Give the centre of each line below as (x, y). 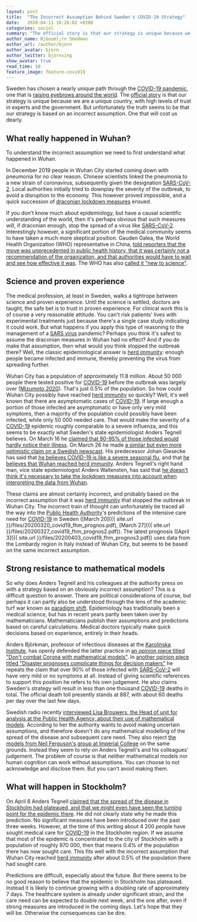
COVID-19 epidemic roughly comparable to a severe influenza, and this (92, 426)
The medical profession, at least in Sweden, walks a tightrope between (92, 296)
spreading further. (28, 364)
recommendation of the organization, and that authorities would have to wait (98, 257)
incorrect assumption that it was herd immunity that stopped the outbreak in (98, 500)
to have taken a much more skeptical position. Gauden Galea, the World (93, 238)
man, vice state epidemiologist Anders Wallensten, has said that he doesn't (97, 470)
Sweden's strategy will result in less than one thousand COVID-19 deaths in (97, 688)
